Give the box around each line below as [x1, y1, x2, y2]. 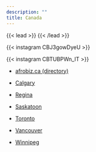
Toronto [15, 115, 35, 122]
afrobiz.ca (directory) [15, 67, 69, 74]
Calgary [15, 79, 35, 86]
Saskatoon [15, 102, 43, 110]
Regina [15, 91, 33, 98]
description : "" [6, 9, 47, 15]
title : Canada [6, 15, 43, 21]
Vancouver [15, 126, 43, 134]
